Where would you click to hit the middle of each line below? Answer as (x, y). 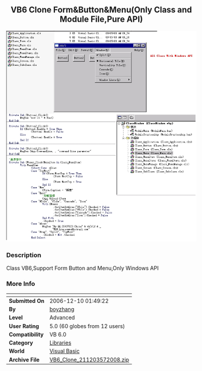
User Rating (24, 326)
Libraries (60, 343)
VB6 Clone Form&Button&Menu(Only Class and (101, 10)
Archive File (24, 360)
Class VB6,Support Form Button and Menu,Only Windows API (82, 268)
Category (21, 343)
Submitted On (27, 300)
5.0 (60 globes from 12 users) (87, 326)
